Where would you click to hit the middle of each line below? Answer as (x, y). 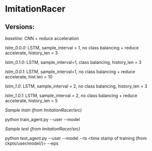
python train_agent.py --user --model (42, 119)
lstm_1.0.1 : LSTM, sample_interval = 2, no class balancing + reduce (71, 96)
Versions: (20, 27)
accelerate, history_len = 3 (31, 53)
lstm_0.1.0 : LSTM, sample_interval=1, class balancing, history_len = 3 (73, 62)
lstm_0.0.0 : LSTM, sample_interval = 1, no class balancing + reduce (72, 48)
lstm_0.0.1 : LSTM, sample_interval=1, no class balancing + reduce (70, 72)
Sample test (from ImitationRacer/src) (43, 129)
